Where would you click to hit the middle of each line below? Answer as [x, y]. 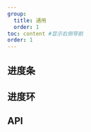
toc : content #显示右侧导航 [45, 34]
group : [17, 14]
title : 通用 [30, 20]
